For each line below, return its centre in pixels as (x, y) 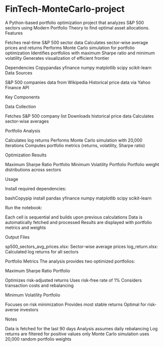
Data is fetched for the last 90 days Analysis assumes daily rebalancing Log (82, 328)
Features (14, 33)
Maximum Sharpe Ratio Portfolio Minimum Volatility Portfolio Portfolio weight (82, 164)
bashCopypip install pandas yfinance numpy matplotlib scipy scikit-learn (78, 198)
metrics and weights (26, 227)
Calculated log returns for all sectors (42, 251)
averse (12, 309)
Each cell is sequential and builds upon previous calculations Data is (74, 217)
